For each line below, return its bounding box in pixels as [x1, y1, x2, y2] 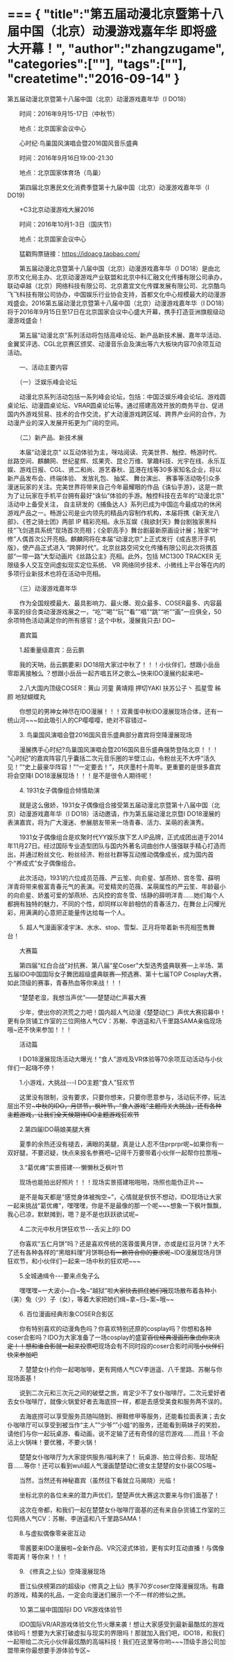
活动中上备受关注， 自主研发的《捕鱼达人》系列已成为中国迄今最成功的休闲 [7, 500, 222, 508]
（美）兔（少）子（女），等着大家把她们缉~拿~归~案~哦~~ [7, 1295, 175, 1303]
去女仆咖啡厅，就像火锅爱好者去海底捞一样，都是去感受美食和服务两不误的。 [7, 1397, 226, 1405]
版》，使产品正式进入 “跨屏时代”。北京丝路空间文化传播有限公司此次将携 [7, 543, 212, 551]
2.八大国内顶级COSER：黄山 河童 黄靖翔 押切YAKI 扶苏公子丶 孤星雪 [19, 684, 214, 692]
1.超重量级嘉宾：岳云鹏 [19, 646, 85, 654]
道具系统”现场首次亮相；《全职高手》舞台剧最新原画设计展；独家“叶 [28, 526, 219, 534]
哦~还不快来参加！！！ [7, 1025, 73, 1033]
